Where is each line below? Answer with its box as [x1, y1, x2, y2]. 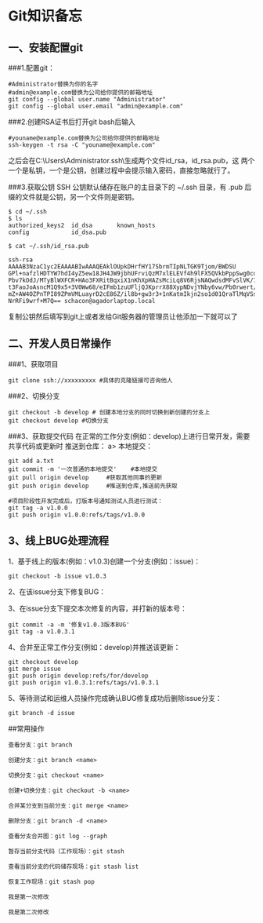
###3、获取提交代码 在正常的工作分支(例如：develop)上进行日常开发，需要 [8, 431, 250, 440]
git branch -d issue [8, 709, 76, 717]
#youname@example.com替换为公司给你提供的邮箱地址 [8, 134, 160, 142]
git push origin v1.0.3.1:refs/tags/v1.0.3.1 [8, 678, 159, 687]
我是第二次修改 [8, 908, 49, 916]
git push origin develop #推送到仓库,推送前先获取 [8, 482, 178, 490]
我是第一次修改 [8, 892, 49, 901]
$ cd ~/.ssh [8, 208, 47, 216]
